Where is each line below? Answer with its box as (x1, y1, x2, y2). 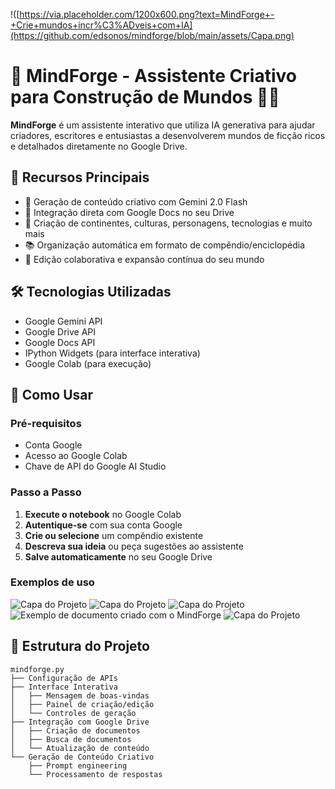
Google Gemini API (24, 315, 103, 327)
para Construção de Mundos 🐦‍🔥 (10, 86, 280, 109)
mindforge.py (10, 664, 65, 674)
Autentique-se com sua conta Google (24, 519, 183, 531)
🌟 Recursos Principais (10, 169, 150, 186)
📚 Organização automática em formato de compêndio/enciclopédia (24, 239, 306, 251)
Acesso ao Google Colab (24, 450, 128, 462)
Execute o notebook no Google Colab (24, 508, 182, 520)
